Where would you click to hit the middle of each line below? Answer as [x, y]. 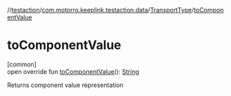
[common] [22, 64]
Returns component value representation [66, 85]
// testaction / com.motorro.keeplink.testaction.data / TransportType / [101, 10]
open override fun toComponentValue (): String [73, 71]
